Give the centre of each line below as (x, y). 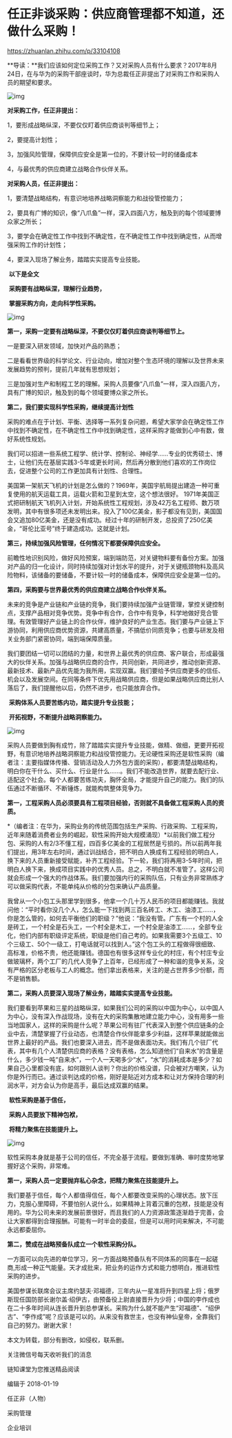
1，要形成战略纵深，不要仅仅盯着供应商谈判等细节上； (84, 125)
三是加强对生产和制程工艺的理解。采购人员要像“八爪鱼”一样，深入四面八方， (115, 384)
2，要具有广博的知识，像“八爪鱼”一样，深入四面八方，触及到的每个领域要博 (114, 213)
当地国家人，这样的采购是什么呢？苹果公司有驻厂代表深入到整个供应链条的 (113, 1025)
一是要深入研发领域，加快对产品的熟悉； (64, 346)
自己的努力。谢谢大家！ (40, 1325)
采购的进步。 (25, 1276)
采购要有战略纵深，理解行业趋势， (57, 288)
